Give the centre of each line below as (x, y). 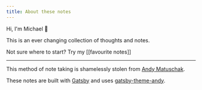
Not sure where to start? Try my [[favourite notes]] (69, 52)
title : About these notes (38, 12)
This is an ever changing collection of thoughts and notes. (78, 40)
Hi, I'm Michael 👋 (27, 29)
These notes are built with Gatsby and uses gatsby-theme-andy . (86, 80)
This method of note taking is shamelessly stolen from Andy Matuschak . (96, 69)
